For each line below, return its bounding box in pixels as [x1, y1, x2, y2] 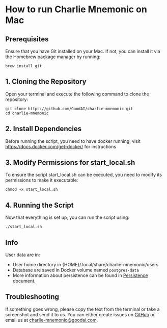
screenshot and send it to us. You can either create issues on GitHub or [5, 311, 155, 317]
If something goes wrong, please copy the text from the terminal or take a [5, 306, 160, 312]
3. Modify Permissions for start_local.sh [5, 158, 135, 167]
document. [12, 278, 36, 284]
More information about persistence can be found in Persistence [12, 272, 148, 279]
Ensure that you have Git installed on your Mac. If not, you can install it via [5, 48, 160, 54]
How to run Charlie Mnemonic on [5, 4, 148, 15]
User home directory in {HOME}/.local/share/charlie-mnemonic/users [12, 262, 159, 268]
